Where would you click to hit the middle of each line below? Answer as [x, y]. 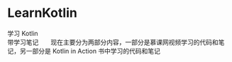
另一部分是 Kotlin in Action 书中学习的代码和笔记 [90, 51]
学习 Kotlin [23, 33]
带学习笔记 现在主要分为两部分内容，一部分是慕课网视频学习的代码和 [113, 42]
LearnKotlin [43, 13]
